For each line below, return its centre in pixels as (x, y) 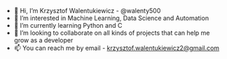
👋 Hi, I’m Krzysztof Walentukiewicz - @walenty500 (87, 11)
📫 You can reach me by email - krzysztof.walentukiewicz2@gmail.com (116, 48)
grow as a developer (43, 40)
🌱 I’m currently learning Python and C (68, 25)
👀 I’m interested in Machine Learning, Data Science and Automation (111, 18)
